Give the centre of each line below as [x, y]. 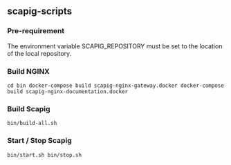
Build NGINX [28, 71]
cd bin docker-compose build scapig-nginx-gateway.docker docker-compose [116, 86]
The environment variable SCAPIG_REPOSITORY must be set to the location [115, 46]
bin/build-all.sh [32, 124]
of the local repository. [39, 53]
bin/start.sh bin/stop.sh [44, 155]
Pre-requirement [36, 31]
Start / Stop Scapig [40, 141]
